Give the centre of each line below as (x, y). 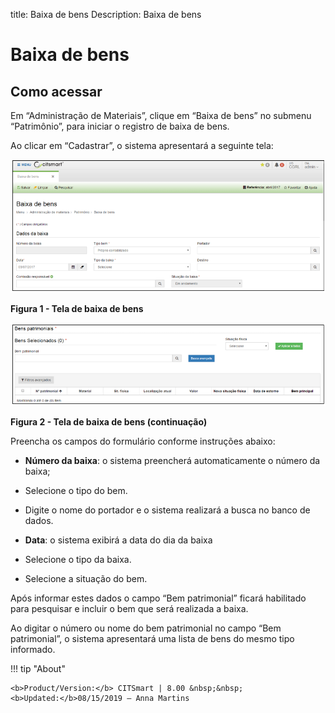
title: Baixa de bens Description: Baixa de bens (106, 14)
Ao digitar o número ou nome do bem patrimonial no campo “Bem (146, 628)
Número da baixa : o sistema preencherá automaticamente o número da (172, 460)
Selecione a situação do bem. (86, 578)
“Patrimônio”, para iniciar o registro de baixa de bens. (120, 126)
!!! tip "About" (38, 668)
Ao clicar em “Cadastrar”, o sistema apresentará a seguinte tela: (142, 145)
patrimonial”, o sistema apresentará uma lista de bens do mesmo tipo (152, 638)
